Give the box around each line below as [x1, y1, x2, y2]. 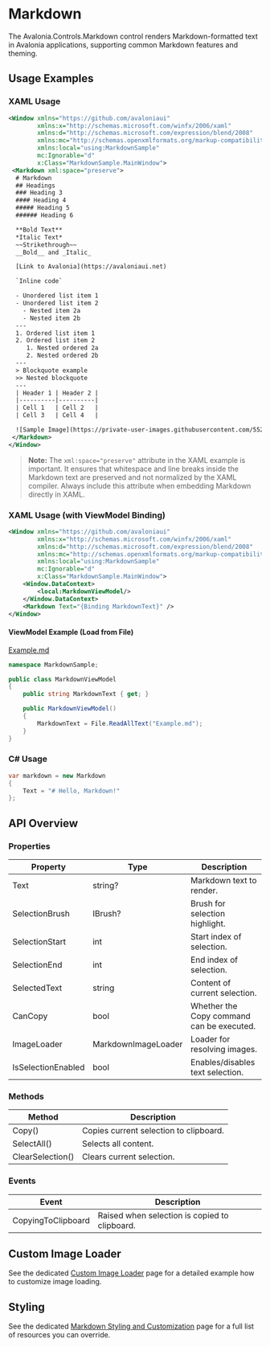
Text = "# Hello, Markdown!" [22, 787, 121, 795]
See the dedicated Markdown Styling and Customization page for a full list [8, 1321, 255, 1331]
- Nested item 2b [22, 314, 81, 322]
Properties [8, 841, 51, 852]
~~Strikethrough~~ [15, 240, 78, 249]
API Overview [8, 817, 79, 830]
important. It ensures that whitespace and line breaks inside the [27, 464, 239, 473]
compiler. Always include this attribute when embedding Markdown [27, 481, 252, 490]
